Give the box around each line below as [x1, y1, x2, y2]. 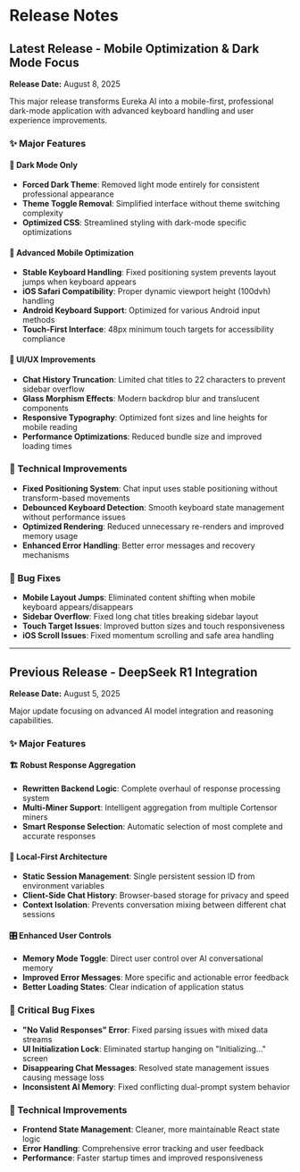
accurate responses [21, 831, 96, 841]
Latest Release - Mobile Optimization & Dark [9, 41, 260, 56]
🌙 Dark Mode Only [9, 159, 79, 170]
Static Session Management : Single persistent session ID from [21, 871, 255, 881]
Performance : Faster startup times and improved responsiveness [21, 1152, 263, 1163]
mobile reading [21, 421, 78, 432]
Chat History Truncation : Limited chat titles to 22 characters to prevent [21, 374, 286, 384]
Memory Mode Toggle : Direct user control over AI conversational [21, 953, 263, 964]
